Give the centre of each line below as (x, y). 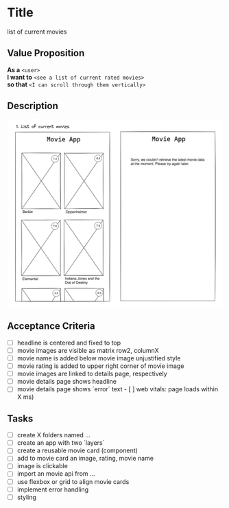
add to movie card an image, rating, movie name (85, 459)
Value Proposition (46, 53)
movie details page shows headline (67, 382)
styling (26, 497)
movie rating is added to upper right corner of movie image (100, 366)
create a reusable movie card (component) (77, 450)
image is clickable (43, 466)
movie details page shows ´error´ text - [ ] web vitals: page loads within (117, 389)
